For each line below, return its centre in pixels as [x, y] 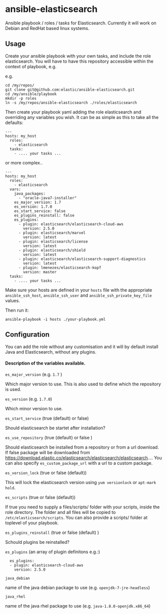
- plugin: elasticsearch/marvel [52, 233]
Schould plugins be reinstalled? [37, 542]
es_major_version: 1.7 [38, 202]
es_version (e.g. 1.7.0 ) [29, 399]
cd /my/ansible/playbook [31, 94]
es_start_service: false [40, 211]
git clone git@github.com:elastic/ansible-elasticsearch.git [70, 90]
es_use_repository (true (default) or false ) [49, 437]
